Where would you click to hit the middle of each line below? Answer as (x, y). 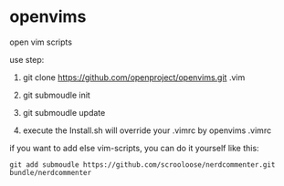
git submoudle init (57, 95)
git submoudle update (64, 112)
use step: (27, 59)
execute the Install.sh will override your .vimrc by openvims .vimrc (147, 130)
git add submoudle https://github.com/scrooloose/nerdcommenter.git (142, 165)
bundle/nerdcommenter (51, 172)
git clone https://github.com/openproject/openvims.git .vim (134, 77)
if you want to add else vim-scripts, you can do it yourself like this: (134, 148)
